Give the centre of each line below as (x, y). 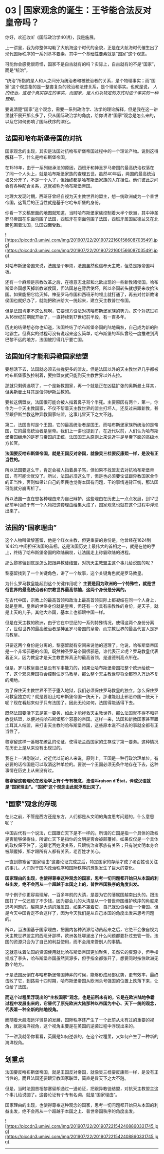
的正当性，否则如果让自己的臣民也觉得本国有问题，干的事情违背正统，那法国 (82, 482)
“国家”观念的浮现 (31, 804)
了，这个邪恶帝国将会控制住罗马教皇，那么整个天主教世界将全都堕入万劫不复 (82, 674)
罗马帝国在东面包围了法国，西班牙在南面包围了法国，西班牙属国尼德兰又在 (80, 219)
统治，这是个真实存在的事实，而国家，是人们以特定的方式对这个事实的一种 (84, 93)
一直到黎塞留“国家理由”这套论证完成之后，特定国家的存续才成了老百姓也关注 (82, 862)
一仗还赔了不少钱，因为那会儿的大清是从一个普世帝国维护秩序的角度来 (88, 901)
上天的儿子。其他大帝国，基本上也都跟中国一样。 (58, 612)
